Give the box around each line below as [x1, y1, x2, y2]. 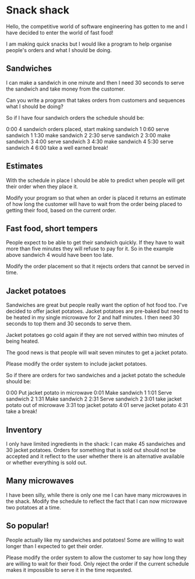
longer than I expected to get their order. [6, 542, 104, 550]
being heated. [6, 337, 40, 345]
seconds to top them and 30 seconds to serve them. [6, 320, 132, 328]
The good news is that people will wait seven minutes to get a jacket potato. [6, 349, 188, 356]
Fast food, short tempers [6, 223, 98, 233]
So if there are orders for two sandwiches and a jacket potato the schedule [6, 372, 186, 379]
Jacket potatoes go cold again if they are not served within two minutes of [6, 332, 185, 339]
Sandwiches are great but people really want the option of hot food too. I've [6, 302, 188, 309]
